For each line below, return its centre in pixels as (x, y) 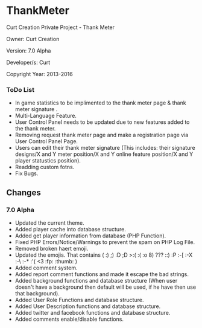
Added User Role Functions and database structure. (79, 300)
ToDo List (21, 89)
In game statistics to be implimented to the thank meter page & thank (100, 103)
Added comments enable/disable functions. (69, 319)
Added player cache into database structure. (71, 229)
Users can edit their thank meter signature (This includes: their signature (105, 148)
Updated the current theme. (49, 223)
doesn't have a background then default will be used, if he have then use (106, 287)
